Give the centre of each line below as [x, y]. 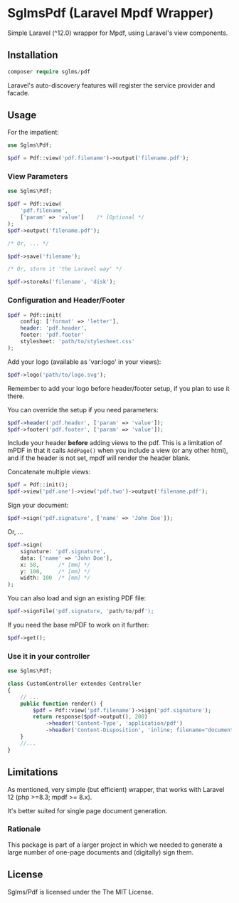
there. [16, 396]
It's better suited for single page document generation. [87, 810]
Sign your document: [38, 505]
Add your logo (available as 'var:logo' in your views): [84, 362]
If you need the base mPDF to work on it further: [78, 625]
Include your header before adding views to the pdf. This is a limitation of [115, 443]
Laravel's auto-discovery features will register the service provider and [111, 85]
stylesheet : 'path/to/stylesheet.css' [78, 342]
